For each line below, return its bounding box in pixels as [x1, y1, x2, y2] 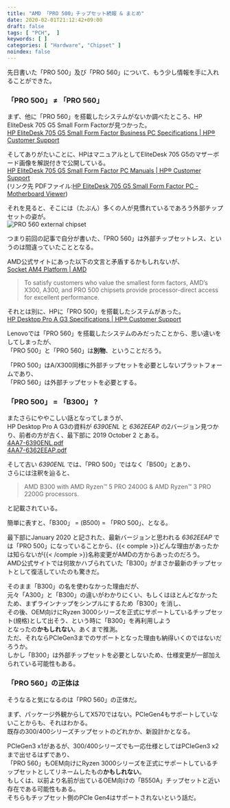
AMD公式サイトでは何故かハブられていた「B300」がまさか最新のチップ [7, 559, 211, 568]
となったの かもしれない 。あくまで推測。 [7, 625, 122, 633]
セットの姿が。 [7, 212, 49, 221]
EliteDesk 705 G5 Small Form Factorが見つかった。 [7, 121, 151, 129]
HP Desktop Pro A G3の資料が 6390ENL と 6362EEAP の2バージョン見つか [7, 423, 219, 431]
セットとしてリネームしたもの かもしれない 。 [19, 767, 146, 776]
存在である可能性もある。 [7, 785, 80, 793]
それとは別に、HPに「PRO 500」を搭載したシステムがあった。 [7, 307, 185, 316]
